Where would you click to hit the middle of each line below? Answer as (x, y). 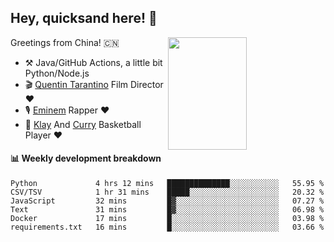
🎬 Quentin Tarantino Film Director (94, 84)
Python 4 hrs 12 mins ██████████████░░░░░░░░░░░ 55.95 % (167, 184)
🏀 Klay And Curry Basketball (83, 124)
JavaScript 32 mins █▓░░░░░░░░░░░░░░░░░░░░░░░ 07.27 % (167, 201)
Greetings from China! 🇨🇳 (65, 42)
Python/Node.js (57, 73)
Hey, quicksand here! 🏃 (84, 18)
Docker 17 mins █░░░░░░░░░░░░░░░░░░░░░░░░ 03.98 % (167, 219)
